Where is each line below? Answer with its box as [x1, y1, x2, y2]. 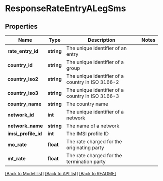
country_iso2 [7, 76, 39, 82]
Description [87, 37, 115, 43]
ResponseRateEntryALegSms [5, 3, 126, 14]
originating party [66, 144, 104, 151]
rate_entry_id [7, 48, 39, 54]
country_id [7, 62, 33, 68]
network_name [7, 122, 43, 129]
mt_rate [7, 155, 26, 162]
